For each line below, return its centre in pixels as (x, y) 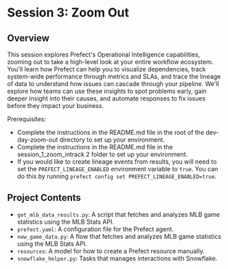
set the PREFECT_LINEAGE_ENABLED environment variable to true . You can (117, 169)
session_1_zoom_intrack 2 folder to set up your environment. (102, 154)
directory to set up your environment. (112, 140)
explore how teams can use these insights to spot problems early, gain (107, 91)
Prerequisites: (27, 119)
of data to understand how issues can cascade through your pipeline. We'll (113, 84)
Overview (28, 38)
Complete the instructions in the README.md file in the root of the (111, 132)
